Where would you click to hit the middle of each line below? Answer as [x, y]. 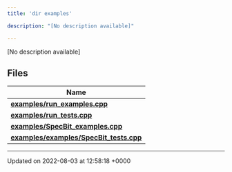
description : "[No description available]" [71, 26]
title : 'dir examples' [40, 13]
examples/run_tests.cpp [51, 116]
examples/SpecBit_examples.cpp [67, 127]
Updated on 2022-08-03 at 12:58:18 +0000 [69, 161]
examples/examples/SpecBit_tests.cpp [76, 138]
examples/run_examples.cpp [59, 104]
